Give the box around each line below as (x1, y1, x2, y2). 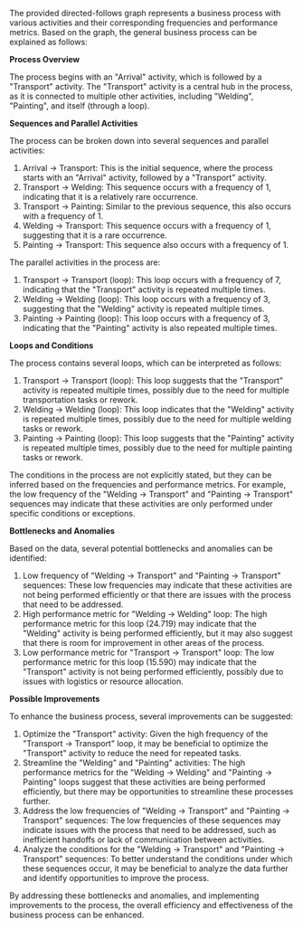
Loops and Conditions (9, 340, 94, 351)
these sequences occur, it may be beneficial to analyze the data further (22, 863, 289, 874)
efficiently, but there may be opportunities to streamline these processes (22, 786, 294, 797)
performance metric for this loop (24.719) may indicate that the (22, 619, 257, 629)
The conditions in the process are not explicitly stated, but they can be (9, 469, 272, 480)
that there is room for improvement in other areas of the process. (22, 638, 265, 648)
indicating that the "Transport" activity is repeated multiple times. (22, 284, 266, 295)
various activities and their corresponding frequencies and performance (9, 17, 279, 28)
